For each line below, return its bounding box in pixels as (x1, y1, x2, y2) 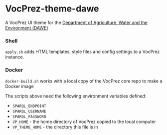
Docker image (5, 83, 34, 89)
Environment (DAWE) (5, 24, 48, 30)
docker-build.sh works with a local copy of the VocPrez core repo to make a (5, 78, 163, 84)
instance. (5, 54, 24, 60)
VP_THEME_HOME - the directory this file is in (12, 123, 98, 130)
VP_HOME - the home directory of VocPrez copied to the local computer (12, 118, 156, 124)
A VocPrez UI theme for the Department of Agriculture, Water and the (5, 19, 148, 25)
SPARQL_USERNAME (12, 108, 46, 114)
